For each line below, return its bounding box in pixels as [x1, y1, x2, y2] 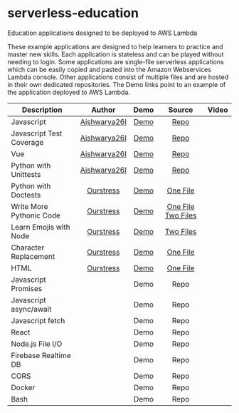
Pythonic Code [11, 210, 60, 220]
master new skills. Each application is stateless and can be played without [7, 50, 224, 58]
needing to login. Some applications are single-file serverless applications [7, 57, 224, 66]
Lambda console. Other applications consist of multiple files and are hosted [7, 73, 229, 81]
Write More [11, 201, 48, 211]
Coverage [11, 137, 44, 147]
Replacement [11, 251, 55, 261]
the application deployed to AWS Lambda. [7, 88, 130, 96]
